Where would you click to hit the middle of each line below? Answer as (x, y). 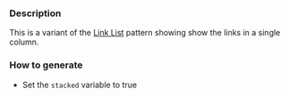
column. (24, 42)
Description (35, 13)
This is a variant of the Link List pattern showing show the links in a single (145, 33)
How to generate (46, 65)
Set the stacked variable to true (79, 85)
